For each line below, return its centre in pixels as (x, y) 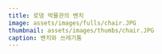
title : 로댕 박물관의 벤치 (46, 15)
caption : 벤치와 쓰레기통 (45, 38)
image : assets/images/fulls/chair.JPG (72, 23)
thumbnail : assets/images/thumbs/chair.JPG (81, 30)
